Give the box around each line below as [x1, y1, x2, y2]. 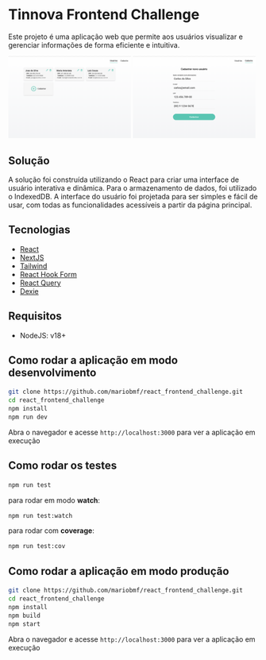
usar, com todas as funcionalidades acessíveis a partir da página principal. [8, 200, 253, 210]
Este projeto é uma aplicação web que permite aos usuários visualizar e [8, 32, 244, 41]
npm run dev [8, 413, 48, 421]
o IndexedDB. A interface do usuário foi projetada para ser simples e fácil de [8, 191, 258, 201]
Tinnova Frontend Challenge [8, 6, 200, 24]
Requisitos [8, 310, 62, 323]
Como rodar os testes [8, 459, 118, 473]
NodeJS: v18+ [19, 330, 66, 340]
